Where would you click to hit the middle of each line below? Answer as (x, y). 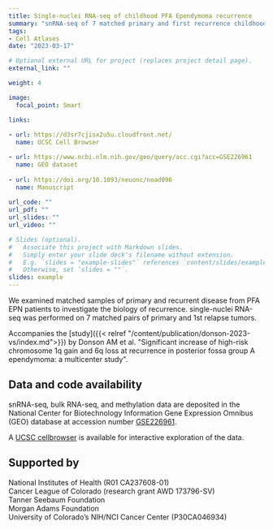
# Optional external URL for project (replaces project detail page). (130, 61)
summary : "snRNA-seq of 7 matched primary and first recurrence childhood (138, 24)
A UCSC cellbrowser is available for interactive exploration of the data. (126, 437)
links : (19, 120)
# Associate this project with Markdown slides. (96, 247)
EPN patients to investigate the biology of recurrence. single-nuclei (121, 309)
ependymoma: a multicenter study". (68, 359)
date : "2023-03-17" (41, 46)
